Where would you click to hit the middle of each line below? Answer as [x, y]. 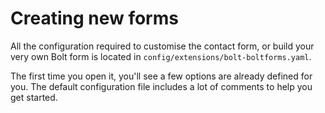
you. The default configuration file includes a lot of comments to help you [161, 86]
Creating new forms [94, 18]
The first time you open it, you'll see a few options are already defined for [161, 76]
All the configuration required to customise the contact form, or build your [162, 46]
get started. [34, 97]
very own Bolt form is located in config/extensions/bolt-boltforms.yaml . [161, 56]
